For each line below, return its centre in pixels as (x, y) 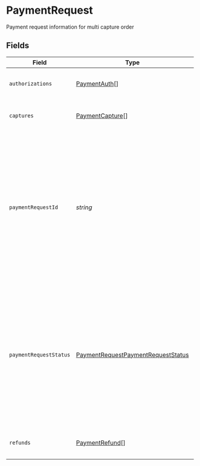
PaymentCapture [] (102, 116)
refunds (20, 442)
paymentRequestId (34, 207)
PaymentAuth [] (97, 83)
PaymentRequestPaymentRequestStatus (132, 355)
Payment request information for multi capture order (70, 27)
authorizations (31, 83)
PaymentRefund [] (101, 443)
